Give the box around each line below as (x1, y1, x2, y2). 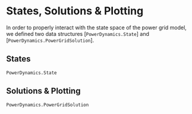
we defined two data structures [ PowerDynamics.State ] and (6, 30, 150, 37)
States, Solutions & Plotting (6, 4, 144, 18)
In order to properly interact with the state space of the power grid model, (6, 24, 187, 31)
